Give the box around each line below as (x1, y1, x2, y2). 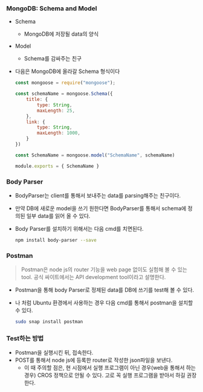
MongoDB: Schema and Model (6, 4, 98, 13)
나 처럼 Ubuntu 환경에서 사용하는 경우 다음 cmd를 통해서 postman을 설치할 (14, 299, 193, 306)
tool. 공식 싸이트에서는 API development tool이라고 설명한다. (21, 274, 166, 281)
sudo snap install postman (14, 319, 83, 325)
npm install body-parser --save (14, 237, 97, 243)
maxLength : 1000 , (37, 130, 80, 137)
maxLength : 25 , (37, 108, 76, 114)
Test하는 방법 (6, 334, 44, 342)
